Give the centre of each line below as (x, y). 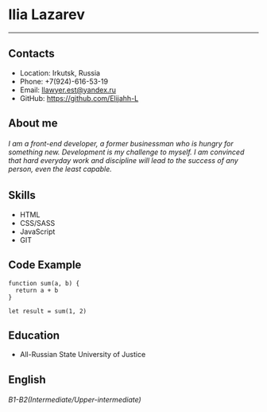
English (27, 379)
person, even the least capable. (60, 169)
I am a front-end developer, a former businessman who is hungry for (121, 143)
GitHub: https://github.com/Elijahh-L (79, 98)
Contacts (32, 54)
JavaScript (37, 231)
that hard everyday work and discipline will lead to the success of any (123, 160)
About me (33, 124)
